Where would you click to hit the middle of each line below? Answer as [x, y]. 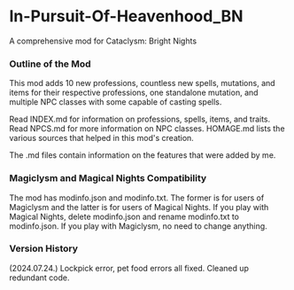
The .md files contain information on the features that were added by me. [143, 155]
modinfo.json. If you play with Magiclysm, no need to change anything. [138, 226]
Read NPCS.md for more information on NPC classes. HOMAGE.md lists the [147, 129]
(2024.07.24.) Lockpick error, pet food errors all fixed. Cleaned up [129, 268]
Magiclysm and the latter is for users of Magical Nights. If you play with [139, 207]
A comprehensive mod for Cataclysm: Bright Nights [103, 41]
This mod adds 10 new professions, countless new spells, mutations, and [143, 83]
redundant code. [39, 278]
